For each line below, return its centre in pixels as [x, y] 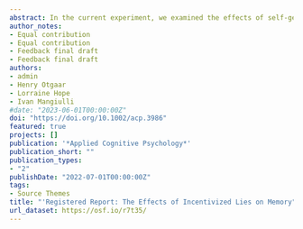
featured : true [38, 127]
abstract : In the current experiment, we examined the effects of [137, 18]
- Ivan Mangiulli [42, 101]
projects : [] [34, 135]
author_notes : [36, 26]
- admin [24, 77]
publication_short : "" [52, 151]
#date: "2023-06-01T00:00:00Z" [68, 110]
